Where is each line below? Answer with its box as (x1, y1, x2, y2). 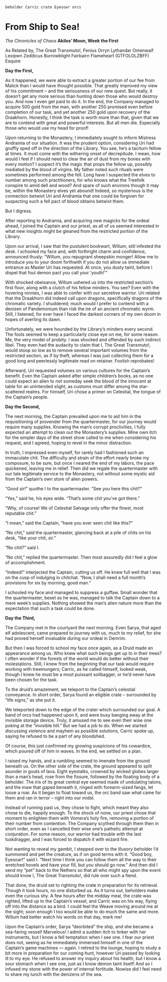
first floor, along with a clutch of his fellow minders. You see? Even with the (5, 284, 160, 290)
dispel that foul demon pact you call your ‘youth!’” (5, 269, 108, 275)
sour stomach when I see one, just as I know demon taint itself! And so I (5, 961, 153, 967)
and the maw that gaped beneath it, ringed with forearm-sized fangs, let (5, 784, 154, 790)
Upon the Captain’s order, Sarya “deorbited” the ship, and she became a (5, 923, 154, 930)
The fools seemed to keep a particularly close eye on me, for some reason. (5, 331, 160, 337)
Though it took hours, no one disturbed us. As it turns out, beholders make (5, 887, 159, 893)
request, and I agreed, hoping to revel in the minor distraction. (5, 439, 132, 446)
